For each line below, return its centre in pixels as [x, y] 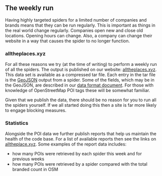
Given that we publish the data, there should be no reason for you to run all [81, 100]
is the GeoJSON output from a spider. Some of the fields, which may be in [80, 80]
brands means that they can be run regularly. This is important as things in [80, 25]
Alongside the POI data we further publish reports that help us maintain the [81, 134]
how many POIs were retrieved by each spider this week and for [77, 154]
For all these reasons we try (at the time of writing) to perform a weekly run [81, 64]
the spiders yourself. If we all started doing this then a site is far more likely [81, 105]
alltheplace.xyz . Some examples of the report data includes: [66, 144]
